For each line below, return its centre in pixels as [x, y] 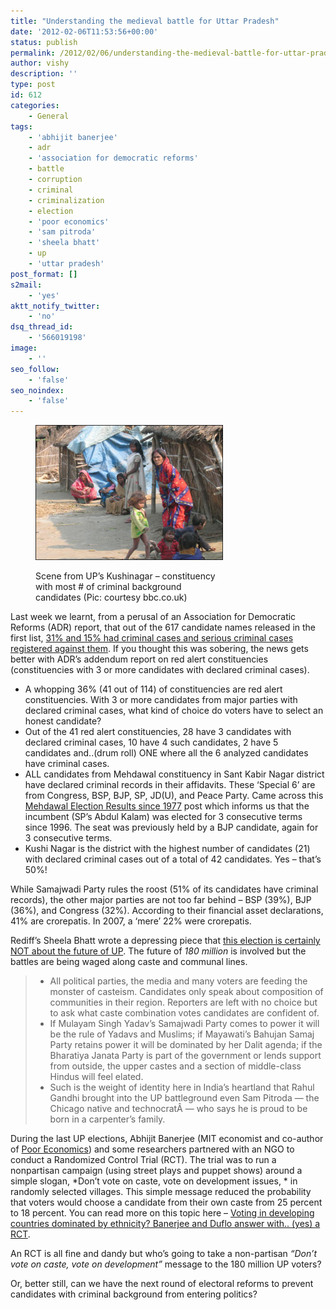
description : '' [44, 74]
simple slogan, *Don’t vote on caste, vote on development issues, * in [154, 1181]
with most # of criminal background [108, 587]
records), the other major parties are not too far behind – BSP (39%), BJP [161, 900]
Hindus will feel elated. [96, 1077]
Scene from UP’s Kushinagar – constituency [125, 576]
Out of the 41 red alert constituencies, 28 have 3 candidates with [158, 732]
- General [49, 116]
